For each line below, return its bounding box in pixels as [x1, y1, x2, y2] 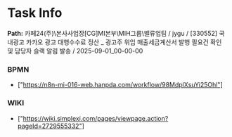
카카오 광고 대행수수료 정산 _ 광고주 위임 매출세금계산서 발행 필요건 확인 [25, 37, 222, 46]
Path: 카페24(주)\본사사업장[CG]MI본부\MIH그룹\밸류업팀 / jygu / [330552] [7, 29, 218, 37]
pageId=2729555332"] [17, 122, 84, 130]
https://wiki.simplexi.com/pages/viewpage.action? [22, 114, 169, 122]
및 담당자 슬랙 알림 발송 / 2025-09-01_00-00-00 [7, 46, 143, 55]
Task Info [7, 5, 63, 21]
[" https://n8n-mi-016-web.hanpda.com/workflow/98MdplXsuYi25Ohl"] [17, 81, 223, 89]
